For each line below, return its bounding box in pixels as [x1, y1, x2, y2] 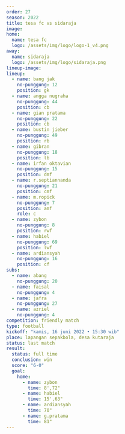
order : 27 [6, 8, 31, 15]
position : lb [17, 155, 50, 161]
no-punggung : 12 [17, 82, 58, 88]
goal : [11, 368, 26, 374]
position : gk [17, 88, 50, 94]
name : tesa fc [11, 37, 47, 43]
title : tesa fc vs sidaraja [6, 20, 77, 26]
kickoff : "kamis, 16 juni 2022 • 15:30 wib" [6, 328, 120, 335]
